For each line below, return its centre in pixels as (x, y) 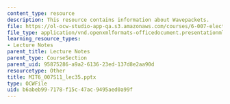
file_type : (23, 32)
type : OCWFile (27, 83)
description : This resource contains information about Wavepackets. (108, 20)
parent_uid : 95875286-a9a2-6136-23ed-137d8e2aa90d (81, 64)
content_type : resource (41, 13)
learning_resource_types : (44, 39)
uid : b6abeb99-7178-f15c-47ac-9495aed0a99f (70, 90)
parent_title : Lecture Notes (49, 52)
